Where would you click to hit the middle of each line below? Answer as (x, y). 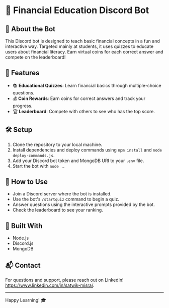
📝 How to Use (26, 182)
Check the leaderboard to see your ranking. (58, 210)
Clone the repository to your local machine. (57, 144)
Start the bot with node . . (38, 166)
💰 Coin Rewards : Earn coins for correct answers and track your (79, 98)
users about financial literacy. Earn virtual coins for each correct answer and (84, 52)
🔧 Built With (24, 226)
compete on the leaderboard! (35, 57)
